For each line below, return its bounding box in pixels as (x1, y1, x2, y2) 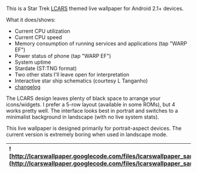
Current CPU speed (14, 34, 63, 40)
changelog (14, 84, 41, 90)
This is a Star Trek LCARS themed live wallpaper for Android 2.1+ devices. (6, 5, 184, 12)
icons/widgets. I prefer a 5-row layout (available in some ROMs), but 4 (6, 101, 176, 108)
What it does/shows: (6, 16, 56, 23)
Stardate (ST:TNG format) (14, 65, 77, 72)
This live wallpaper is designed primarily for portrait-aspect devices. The (6, 125, 182, 132)
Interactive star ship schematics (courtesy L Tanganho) (14, 77, 148, 84)
